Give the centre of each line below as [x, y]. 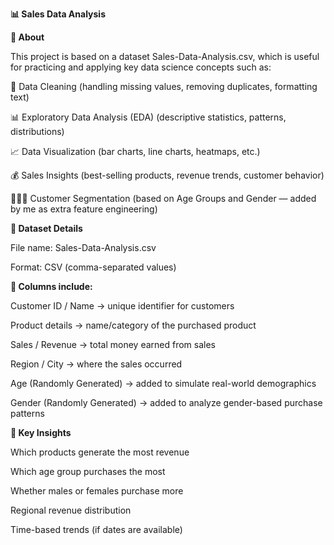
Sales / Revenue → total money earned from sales [113, 344]
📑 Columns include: [51, 286]
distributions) [37, 131]
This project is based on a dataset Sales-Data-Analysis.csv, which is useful [165, 56]
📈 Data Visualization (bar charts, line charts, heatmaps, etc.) [135, 151]
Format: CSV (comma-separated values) [93, 267]
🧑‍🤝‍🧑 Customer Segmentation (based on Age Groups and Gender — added [163, 198]
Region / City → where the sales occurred [96, 364]
